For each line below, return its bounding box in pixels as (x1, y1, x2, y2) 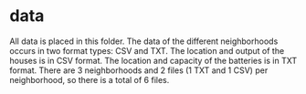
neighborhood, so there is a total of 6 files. (9, 74, 170, 85)
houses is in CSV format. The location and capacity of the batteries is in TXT (9, 55, 298, 66)
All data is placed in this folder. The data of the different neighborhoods (9, 36, 279, 47)
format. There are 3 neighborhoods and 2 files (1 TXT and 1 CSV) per (9, 65, 269, 76)
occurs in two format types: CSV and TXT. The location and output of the (9, 45, 285, 56)
